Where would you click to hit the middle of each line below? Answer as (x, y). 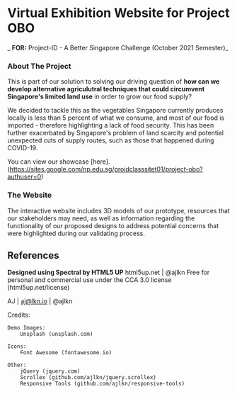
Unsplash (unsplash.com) (57, 334)
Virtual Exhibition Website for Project (118, 13)
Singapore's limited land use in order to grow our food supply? (100, 96)
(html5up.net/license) (39, 288)
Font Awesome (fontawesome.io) (66, 353)
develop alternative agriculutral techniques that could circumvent (106, 89)
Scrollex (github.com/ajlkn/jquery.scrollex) (88, 378)
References (33, 255)
